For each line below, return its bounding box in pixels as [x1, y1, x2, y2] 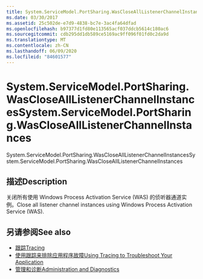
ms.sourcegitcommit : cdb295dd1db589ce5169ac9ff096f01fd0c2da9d [6, 31, 169, 37]
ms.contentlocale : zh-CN [6, 43, 69, 49]
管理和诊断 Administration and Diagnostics [14, 266, 120, 273]
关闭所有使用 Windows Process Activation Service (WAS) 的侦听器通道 [6, 194, 182, 201]
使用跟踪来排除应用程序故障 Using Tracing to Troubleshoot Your [14, 252, 173, 259]
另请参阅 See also [6, 227, 71, 237]
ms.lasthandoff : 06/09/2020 [6, 48, 77, 54]
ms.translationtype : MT [6, 37, 66, 43]
